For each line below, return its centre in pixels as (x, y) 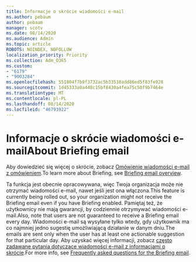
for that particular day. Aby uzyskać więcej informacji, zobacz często (89, 240)
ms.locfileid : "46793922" (37, 109)
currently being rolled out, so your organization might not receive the (89, 197)
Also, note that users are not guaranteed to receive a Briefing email (98, 216)
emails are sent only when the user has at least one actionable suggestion (95, 234)
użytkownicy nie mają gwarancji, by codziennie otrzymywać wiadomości (94, 209)
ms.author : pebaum (28, 17)
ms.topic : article (28, 44)
